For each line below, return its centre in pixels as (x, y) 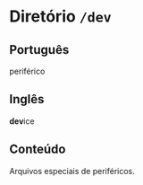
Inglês (27, 99)
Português (39, 50)
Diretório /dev (60, 17)
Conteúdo (38, 150)
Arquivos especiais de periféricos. (72, 171)
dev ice (22, 121)
